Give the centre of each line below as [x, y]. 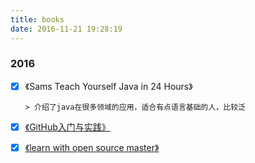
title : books [37, 19]
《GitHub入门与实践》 [67, 127]
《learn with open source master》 [92, 147]
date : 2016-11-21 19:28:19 [66, 29]
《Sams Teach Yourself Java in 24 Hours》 [108, 86]
